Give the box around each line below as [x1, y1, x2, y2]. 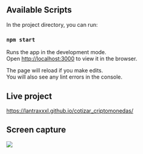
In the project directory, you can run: [6, 21, 98, 28]
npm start [6, 36, 35, 43]
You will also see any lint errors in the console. [6, 73, 123, 81]
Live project [6, 91, 52, 101]
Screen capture [6, 125, 66, 135]
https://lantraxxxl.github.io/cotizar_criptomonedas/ [6, 107, 134, 114]
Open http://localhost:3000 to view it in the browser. [6, 55, 138, 63]
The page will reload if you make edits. [6, 67, 103, 74]
